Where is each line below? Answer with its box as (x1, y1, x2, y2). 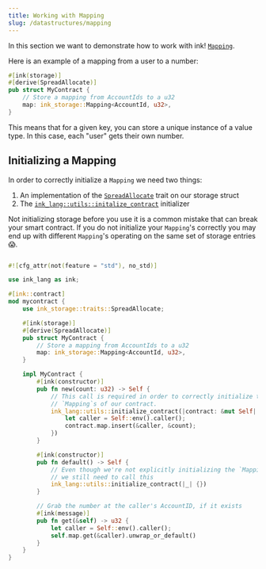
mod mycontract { (8, 298, 66, 306)
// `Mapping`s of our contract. (50, 399, 158, 408)
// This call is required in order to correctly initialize (50, 392, 253, 400)
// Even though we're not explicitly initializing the (50, 465, 236, 474)
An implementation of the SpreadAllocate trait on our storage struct (19, 190, 240, 200)
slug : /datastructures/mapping (8, 19, 112, 27)
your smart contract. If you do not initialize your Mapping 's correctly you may (8, 223, 256, 232)
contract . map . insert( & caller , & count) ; (64, 422, 196, 430)
